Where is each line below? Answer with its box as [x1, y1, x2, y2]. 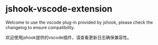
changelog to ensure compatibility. [5, 24, 75, 30]
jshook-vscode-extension [5, 3, 113, 15]
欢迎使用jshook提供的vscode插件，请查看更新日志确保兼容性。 [5, 34, 132, 40]
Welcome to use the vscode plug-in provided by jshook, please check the [5, 19, 153, 25]
